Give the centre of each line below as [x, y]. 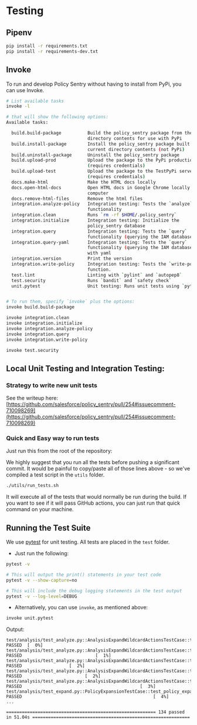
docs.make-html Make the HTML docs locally [84, 182]
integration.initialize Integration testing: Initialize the [96, 221]
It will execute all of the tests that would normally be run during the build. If [96, 497]
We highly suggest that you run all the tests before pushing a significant [93, 462]
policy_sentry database [116, 226]
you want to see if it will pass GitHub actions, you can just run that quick [93, 503]
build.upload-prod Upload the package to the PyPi [89, 160]
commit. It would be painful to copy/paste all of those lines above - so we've [98, 469]
